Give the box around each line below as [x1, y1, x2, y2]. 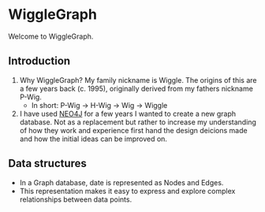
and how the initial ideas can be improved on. [19, 134, 168, 143]
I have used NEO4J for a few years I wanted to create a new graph [19, 109, 237, 118]
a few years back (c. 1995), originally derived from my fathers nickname [19, 84, 254, 93]
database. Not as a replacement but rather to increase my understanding [19, 117, 256, 127]
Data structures [8, 157, 87, 170]
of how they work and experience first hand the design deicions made [19, 125, 248, 135]
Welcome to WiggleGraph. [8, 32, 94, 41]
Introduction [8, 54, 71, 68]
